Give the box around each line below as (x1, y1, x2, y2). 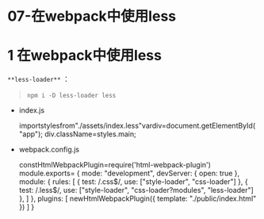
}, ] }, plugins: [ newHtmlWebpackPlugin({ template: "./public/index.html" (18, 194, 257, 203)
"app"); (18, 129, 43, 139)
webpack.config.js (18, 144, 80, 155)
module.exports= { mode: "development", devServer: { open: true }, (18, 168, 240, 179)
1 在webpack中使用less (7, 47, 162, 64)
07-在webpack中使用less (7, 7, 176, 25)
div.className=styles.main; (44, 129, 136, 139)
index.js (18, 106, 45, 115)
